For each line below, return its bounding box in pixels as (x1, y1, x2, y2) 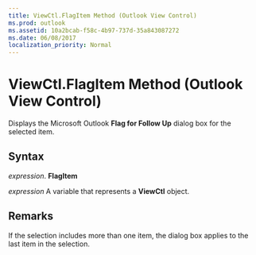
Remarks (8, 210, 54, 223)
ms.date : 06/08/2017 (8, 33, 77, 42)
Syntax (8, 150, 45, 164)
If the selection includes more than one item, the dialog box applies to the (8, 230, 249, 240)
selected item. (8, 127, 55, 137)
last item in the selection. (8, 239, 90, 249)
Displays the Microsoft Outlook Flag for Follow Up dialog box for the (8, 118, 232, 128)
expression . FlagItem (8, 171, 78, 180)
